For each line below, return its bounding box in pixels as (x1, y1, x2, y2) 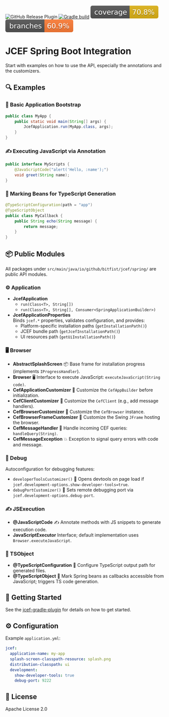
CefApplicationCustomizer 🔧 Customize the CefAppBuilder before (12, 386, 154, 393)
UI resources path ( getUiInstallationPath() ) (20, 334, 116, 340)
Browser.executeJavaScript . (12, 538, 72, 544)
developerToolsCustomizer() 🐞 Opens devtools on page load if (12, 476, 144, 482)
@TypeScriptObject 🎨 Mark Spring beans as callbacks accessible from (12, 572, 164, 579)
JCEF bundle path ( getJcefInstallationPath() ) (20, 329, 120, 335)
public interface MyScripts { (5, 162, 70, 167)
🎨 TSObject (5, 550, 34, 558)
